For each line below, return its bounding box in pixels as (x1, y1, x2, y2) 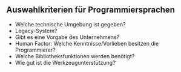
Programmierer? (15, 46, 56, 53)
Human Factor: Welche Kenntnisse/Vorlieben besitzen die (15, 40, 159, 47)
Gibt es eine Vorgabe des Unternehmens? (15, 33, 120, 41)
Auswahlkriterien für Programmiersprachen (6, 5, 176, 15)
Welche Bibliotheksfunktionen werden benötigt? (15, 52, 135, 59)
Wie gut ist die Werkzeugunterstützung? (15, 59, 116, 66)
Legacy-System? (15, 27, 58, 34)
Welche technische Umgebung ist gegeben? (15, 20, 126, 28)
